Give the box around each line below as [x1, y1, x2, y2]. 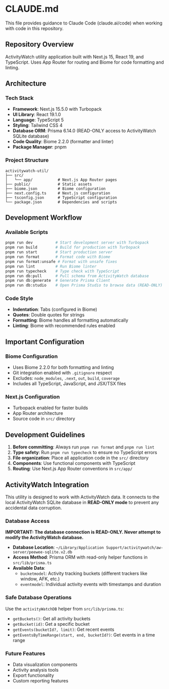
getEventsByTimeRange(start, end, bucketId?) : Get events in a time [12, 631, 155, 638]
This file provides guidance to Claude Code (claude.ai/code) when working [5, 20, 163, 26]
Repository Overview [5, 40, 74, 49]
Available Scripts [5, 229, 48, 236]
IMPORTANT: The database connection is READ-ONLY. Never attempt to [5, 529, 161, 535]
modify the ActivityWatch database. [5, 535, 84, 541]
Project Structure [5, 156, 49, 164]
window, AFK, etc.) [20, 576, 60, 582]
